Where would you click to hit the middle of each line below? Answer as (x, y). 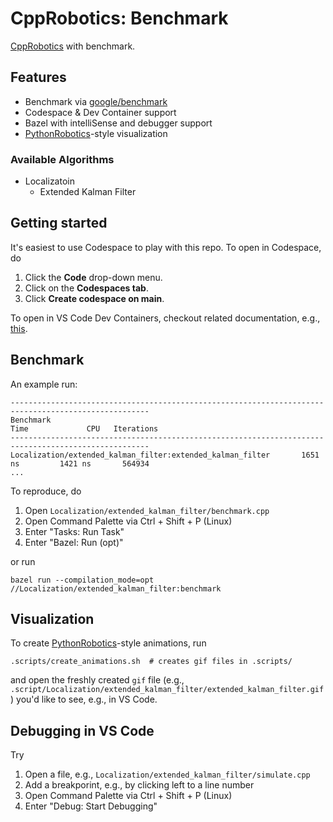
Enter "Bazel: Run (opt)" (74, 542)
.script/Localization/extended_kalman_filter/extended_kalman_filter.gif (167, 690)
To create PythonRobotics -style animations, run (108, 643)
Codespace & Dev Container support (100, 112)
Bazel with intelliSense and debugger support (118, 123)
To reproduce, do (46, 491)
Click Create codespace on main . (94, 298)
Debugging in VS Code (82, 730)
